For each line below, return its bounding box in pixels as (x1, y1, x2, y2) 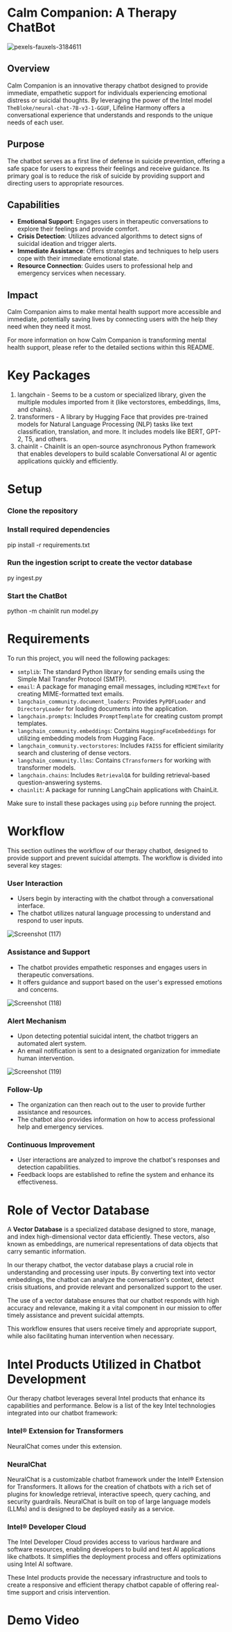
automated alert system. (17, 1039, 87, 1047)
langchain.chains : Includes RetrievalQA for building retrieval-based (17, 771, 211, 780)
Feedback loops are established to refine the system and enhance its (17, 1171, 215, 1179)
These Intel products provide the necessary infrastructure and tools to (7, 1574, 208, 1582)
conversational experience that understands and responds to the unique (7, 110, 213, 119)
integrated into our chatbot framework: (7, 1409, 118, 1417)
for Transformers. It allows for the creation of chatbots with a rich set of (7, 1482, 212, 1491)
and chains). (17, 405, 53, 414)
